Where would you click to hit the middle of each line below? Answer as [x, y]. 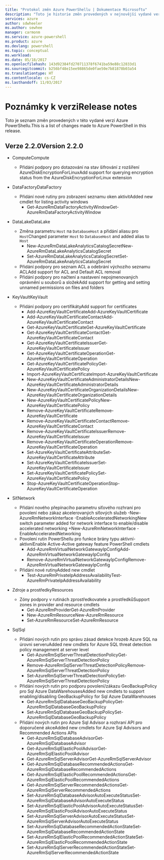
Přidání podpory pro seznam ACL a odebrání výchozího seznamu [85, 267]
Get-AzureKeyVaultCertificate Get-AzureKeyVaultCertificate [86, 327]
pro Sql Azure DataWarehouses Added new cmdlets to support [82, 692]
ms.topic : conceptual [27, 50]
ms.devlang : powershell [29, 46]
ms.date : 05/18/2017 [26, 60]
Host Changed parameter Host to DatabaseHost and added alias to [84, 237]
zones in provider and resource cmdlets [60, 605]
